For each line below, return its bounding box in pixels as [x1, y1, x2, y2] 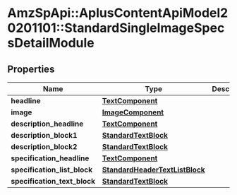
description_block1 [11, 131, 78, 140]
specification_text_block [11, 177, 95, 186]
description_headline [11, 119, 84, 129]
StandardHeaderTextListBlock [102, 165, 206, 175]
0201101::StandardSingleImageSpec [7, 20, 225, 36]
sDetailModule [7, 35, 95, 51]
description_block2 [11, 142, 78, 151]
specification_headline [11, 153, 90, 163]
